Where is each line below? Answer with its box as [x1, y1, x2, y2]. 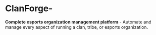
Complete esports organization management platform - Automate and [5, 19, 152, 25]
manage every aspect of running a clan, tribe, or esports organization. [5, 24, 148, 30]
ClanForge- [5, 3, 53, 14]
